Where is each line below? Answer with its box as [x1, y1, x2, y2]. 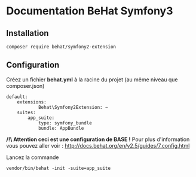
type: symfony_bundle [38, 120, 93, 126]
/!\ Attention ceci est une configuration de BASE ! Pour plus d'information [6, 136, 190, 143]
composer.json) [6, 82, 45, 89]
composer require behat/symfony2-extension [6, 44, 117, 50]
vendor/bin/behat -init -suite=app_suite [6, 165, 111, 171]
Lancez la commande [6, 154, 59, 161]
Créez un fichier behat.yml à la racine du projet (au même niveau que [6, 76, 178, 83]
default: [6, 94, 28, 100]
